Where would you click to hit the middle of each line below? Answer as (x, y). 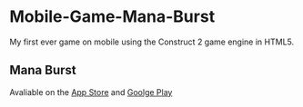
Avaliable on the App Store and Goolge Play (91, 92)
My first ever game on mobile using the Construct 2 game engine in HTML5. (152, 42)
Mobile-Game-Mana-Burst (112, 17)
